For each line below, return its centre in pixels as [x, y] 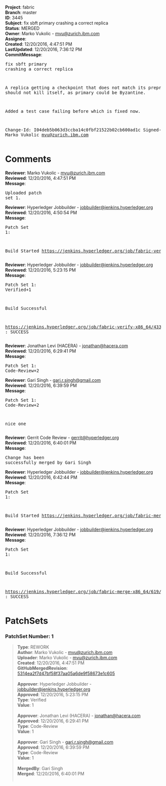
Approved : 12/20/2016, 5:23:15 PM [53, 695]
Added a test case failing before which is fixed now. [73, 111]
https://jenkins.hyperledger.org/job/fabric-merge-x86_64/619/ [83, 591]
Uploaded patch [23, 193]
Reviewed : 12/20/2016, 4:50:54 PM [41, 213]
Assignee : [16, 39]
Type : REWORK [33, 647]
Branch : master [21, 12]
